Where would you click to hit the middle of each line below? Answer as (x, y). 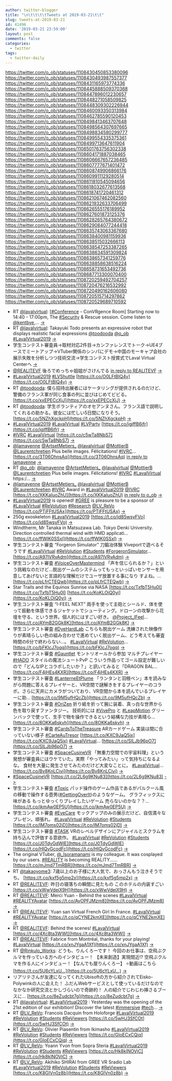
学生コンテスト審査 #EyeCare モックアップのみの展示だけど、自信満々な (89, 813)
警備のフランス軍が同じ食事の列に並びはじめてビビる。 (71, 395)
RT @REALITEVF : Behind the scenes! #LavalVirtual (66, 928)
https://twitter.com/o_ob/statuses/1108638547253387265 (66, 247)
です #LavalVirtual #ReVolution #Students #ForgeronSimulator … (84, 551)
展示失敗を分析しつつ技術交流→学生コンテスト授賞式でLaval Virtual (84, 358)
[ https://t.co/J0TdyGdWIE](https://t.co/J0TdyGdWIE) (68, 844)
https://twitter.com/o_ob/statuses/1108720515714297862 (65, 296)
